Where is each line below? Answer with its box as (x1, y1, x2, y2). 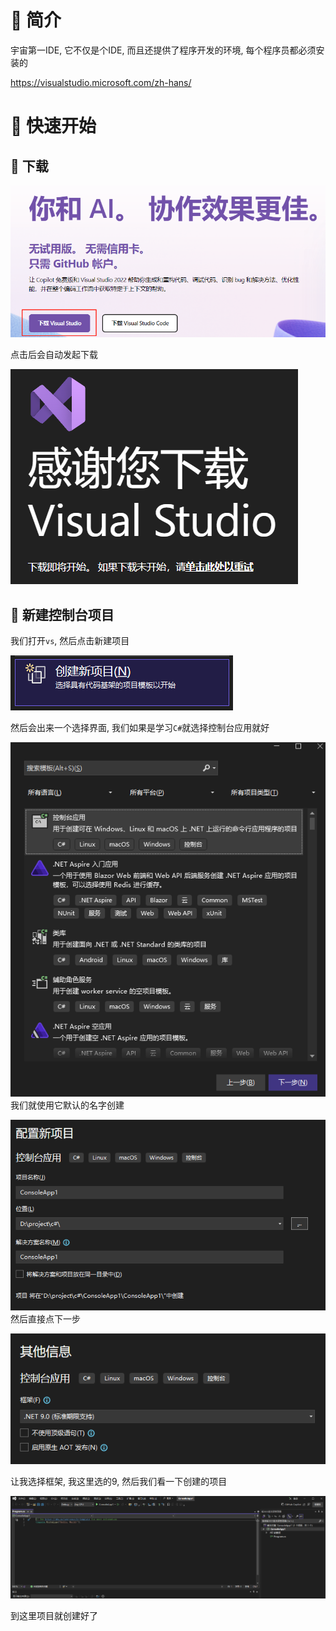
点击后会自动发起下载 (10, 349, 98, 361)
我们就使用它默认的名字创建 (10, 1099, 125, 1111)
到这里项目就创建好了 (10, 1609, 98, 1621)
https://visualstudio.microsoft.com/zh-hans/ (10, 76, 192, 88)
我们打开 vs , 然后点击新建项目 (10, 634, 130, 646)
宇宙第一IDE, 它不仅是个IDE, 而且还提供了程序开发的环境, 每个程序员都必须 (10, 44, 317, 56)
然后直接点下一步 (10, 1313, 81, 1325)
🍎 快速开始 (10, 115, 97, 138)
